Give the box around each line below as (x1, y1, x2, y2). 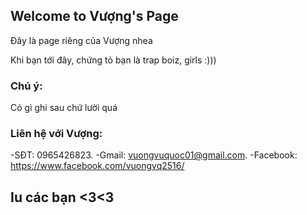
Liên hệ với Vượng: (10, 127, 103, 141)
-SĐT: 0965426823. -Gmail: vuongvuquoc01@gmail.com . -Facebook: (10, 149, 298, 161)
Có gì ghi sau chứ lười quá (10, 102, 118, 114)
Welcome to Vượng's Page (10, 8, 179, 25)
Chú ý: (10, 79, 43, 93)
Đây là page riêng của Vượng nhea (10, 34, 153, 46)
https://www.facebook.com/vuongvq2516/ (10, 160, 185, 172)
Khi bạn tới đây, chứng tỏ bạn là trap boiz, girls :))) (10, 54, 217, 66)
